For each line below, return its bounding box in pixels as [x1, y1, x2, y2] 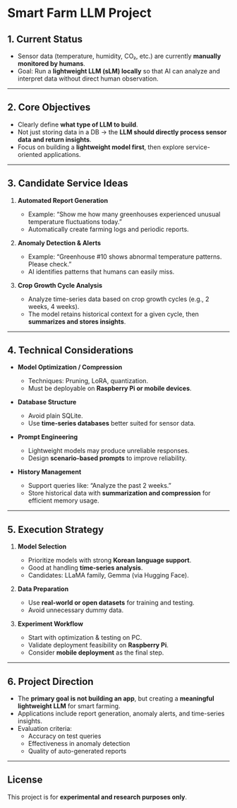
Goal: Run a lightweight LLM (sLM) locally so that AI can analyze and [17, 67, 220, 75]
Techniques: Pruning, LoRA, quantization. [28, 377, 149, 385]
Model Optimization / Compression [17, 363, 123, 372]
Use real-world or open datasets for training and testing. [28, 599, 195, 607]
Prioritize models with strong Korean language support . [28, 556, 192, 565]
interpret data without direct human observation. [17, 74, 159, 83]
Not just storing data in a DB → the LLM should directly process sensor [17, 127, 227, 136]
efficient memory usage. [28, 496, 99, 505]
